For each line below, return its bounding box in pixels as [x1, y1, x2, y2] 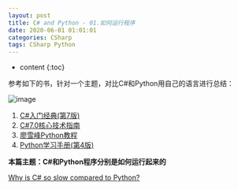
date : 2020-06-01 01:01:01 [8, 26, 97, 34]
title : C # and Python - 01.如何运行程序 [8, 19, 136, 27]
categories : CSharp [8, 33, 73, 42]
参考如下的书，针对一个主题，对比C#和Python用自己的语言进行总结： [8, 79, 234, 88]
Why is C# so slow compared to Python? [8, 173, 140, 182]
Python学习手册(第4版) [19, 140, 95, 150]
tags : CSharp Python [8, 41, 76, 49]
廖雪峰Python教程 [19, 131, 78, 140]
